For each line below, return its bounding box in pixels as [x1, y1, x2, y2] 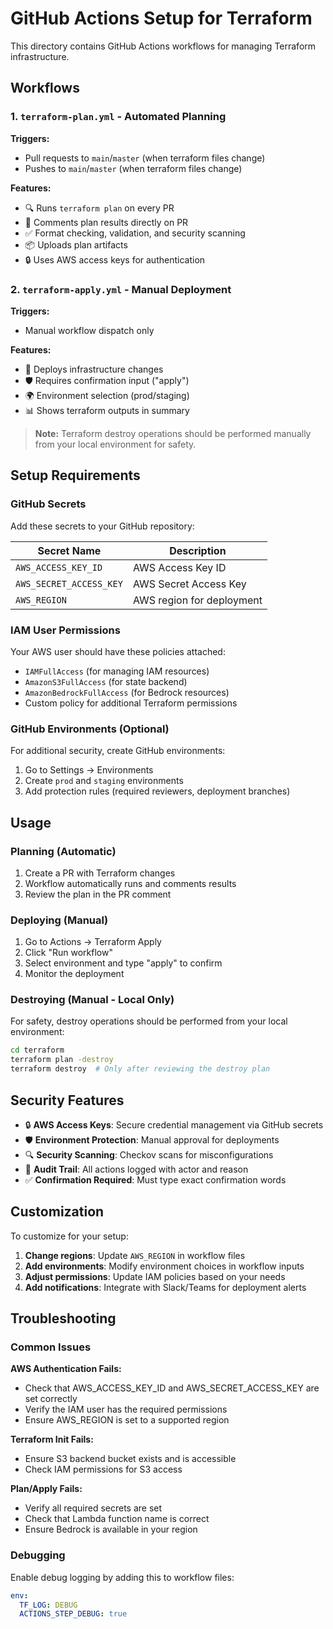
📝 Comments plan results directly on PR [24, 216, 189, 228]
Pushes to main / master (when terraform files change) [24, 162, 243, 174]
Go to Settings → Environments [24, 764, 154, 776]
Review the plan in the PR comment [24, 888, 172, 900]
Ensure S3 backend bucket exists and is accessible [24, 1453, 237, 1465]
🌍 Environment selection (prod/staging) [24, 389, 190, 401]
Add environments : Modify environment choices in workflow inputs [24, 1260, 305, 1272]
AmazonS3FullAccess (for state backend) [24, 675, 188, 687]
